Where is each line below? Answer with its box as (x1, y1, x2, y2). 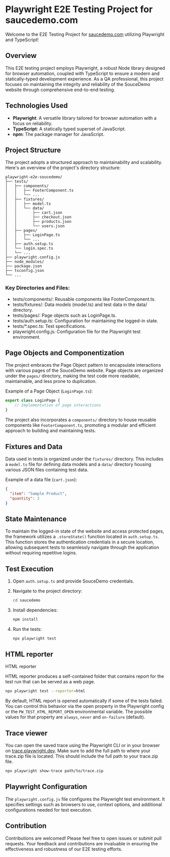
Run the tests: (12, 626, 42, 632)
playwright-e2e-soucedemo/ (5, 175, 63, 180)
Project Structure (5, 146, 61, 154)
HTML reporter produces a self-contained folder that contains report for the (5, 673, 164, 679)
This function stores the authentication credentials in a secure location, (5, 539, 154, 545)
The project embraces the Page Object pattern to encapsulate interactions (5, 362, 161, 368)
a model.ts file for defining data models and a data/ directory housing (5, 461, 152, 467)
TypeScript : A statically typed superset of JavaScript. (12, 126, 126, 132)
